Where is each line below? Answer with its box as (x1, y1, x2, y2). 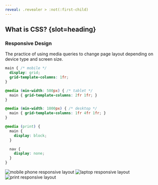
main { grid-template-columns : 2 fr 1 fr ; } (9, 92, 97, 98)
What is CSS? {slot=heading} (5, 25, 96, 34)
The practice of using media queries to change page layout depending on (5, 51, 154, 57)
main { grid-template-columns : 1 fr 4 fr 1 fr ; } (9, 111, 106, 116)
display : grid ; (9, 70, 41, 75)
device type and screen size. (5, 56, 64, 62)
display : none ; (14, 151, 45, 156)
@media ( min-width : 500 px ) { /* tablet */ (5, 88, 93, 93)
